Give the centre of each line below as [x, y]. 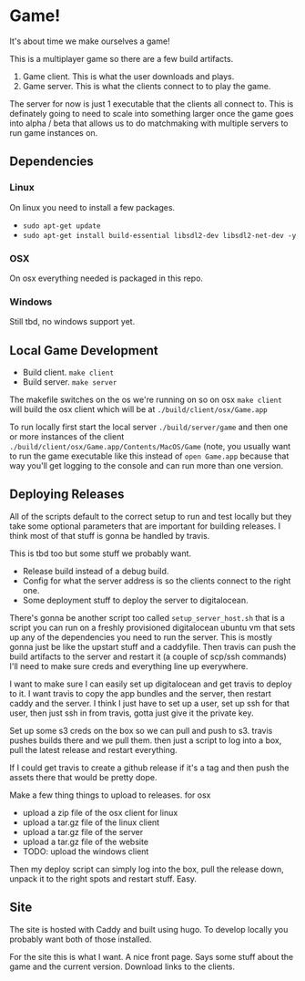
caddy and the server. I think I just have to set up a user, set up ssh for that [149, 703]
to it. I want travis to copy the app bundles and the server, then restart [140, 693]
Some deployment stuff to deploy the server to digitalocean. [135, 600]
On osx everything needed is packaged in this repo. [106, 278]
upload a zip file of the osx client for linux [100, 812]
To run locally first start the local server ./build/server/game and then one [149, 427]
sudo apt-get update [61, 226]
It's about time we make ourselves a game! [90, 41]
